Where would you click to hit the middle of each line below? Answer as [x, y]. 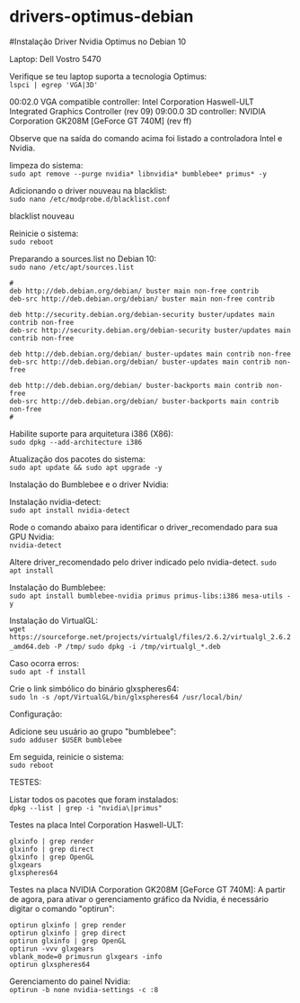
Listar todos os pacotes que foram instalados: [94, 800]
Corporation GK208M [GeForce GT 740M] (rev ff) [101, 121]
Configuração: [36, 714]
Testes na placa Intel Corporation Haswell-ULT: [97, 825]
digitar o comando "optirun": [62, 908]
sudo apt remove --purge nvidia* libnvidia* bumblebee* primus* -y [138, 174]
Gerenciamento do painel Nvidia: [70, 981]
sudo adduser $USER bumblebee [66, 740]
